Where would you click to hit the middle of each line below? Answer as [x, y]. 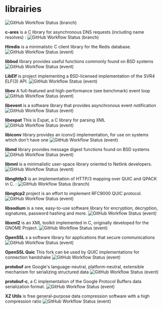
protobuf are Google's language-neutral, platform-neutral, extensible [75, 266]
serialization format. [25, 287]
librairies [23, 9]
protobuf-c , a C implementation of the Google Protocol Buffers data [73, 281]
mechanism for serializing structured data [47, 272]
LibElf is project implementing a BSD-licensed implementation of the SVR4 [80, 76]
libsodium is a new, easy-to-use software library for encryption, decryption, [81, 208]
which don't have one [27, 140]
